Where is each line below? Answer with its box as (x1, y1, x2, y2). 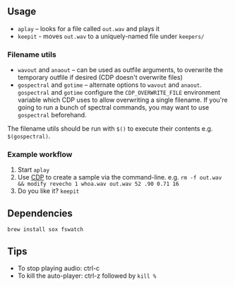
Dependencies (7, 207, 73, 219)
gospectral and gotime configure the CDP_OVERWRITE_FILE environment (17, 88, 221, 97)
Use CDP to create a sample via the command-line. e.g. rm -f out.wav (17, 173, 222, 182)
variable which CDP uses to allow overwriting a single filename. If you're (17, 95, 228, 105)
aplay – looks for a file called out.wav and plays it (17, 24, 160, 33)
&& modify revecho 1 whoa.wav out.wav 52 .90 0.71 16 (17, 180, 179, 188)
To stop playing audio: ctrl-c (17, 264, 100, 273)
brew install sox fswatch (7, 226, 83, 233)
